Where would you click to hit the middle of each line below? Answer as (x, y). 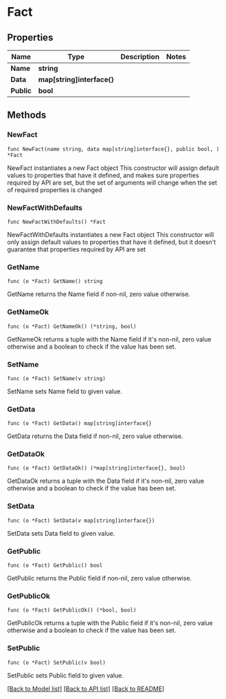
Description (140, 57)
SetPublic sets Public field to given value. (65, 675)
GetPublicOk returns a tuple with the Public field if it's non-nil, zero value (110, 623)
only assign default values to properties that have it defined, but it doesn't (112, 242)
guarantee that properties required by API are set (77, 249)
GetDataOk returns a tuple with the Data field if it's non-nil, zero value (106, 481)
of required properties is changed (55, 189)
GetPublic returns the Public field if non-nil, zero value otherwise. (100, 578)
